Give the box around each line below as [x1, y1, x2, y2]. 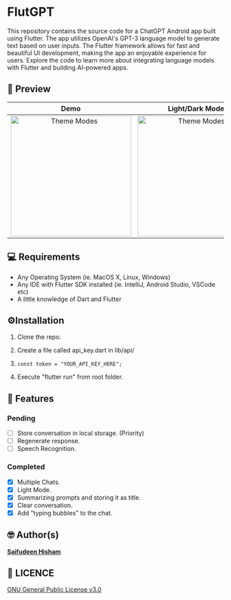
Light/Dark [167, 104, 204, 113]
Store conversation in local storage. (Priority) [16, 429, 144, 437]
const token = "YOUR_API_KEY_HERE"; [16, 361, 122, 368]
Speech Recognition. [16, 445, 77, 453]
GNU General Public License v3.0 [7, 586, 102, 594]
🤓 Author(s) [7, 529, 60, 541]
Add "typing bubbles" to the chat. [16, 509, 113, 517]
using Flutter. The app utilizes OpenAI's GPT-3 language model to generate [7, 34, 220, 42]
